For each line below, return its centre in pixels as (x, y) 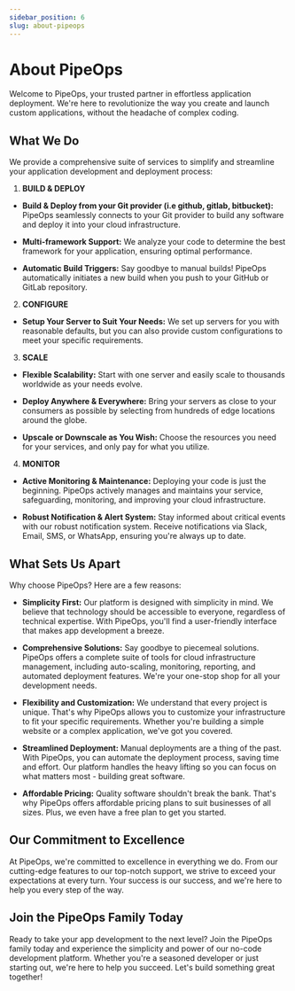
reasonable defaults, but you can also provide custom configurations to (152, 331)
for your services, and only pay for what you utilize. (116, 447)
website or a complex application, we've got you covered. (127, 731)
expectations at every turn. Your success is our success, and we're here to (146, 880)
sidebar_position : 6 (47, 17)
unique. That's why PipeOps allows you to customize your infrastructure (154, 712)
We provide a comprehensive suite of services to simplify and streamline (142, 162)
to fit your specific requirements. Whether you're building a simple (143, 722)
